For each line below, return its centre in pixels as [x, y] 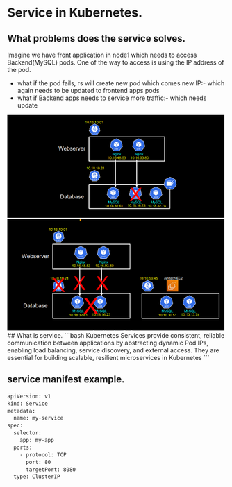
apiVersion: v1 [29, 396]
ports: [23, 447]
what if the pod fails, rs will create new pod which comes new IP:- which [121, 83]
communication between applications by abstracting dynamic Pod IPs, [108, 343]
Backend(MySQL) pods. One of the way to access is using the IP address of [116, 62]
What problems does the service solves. [97, 39]
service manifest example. [66, 379]
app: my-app [37, 441]
